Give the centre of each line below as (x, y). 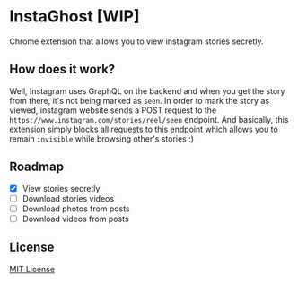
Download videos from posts (75, 219)
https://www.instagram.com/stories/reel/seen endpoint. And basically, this (149, 119)
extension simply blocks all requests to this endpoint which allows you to (144, 129)
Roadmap (37, 167)
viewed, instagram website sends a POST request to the (113, 110)
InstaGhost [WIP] (74, 17)
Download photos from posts (76, 209)
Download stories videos (68, 198)
